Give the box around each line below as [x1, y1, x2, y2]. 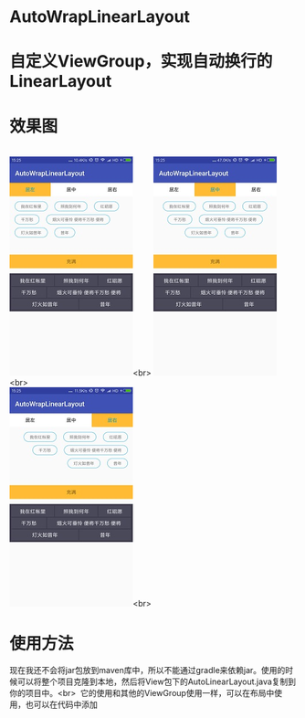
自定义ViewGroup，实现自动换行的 [9, 51, 273, 72]
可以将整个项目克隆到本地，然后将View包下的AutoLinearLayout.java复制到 [16, 676, 297, 687]
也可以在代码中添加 [25, 699, 98, 710]
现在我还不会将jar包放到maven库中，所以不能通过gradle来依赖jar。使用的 [9, 665, 286, 676]
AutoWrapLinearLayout [9, 6, 190, 27]
